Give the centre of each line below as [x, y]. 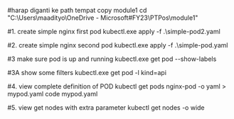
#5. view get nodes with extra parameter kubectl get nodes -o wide [106, 108]
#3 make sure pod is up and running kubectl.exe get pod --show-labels [112, 59]
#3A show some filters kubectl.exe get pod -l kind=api [87, 73]
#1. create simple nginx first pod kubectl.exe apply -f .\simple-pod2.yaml [114, 32]
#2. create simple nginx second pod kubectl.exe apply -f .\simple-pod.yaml [118, 45]
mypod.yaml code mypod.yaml [53, 94]
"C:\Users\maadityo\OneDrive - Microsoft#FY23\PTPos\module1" [103, 18]
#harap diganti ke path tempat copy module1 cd [77, 10]
